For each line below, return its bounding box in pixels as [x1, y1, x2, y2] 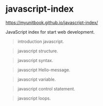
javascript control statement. [17, 85, 75, 91]
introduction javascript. [17, 38, 64, 44]
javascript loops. [17, 95, 51, 101]
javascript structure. [17, 48, 58, 54]
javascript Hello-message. [17, 67, 70, 73]
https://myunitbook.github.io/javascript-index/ [5, 20, 98, 25]
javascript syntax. [17, 57, 53, 63]
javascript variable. [17, 76, 56, 82]
